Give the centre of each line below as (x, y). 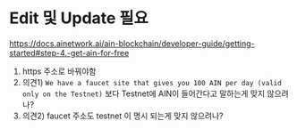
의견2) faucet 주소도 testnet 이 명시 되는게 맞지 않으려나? (123, 116)
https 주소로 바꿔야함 (59, 71)
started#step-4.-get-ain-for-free (69, 52)
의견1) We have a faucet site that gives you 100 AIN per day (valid (152, 82)
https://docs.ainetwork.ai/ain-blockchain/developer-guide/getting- (132, 43)
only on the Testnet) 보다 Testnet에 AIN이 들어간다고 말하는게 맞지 (144, 93)
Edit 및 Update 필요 (79, 18)
